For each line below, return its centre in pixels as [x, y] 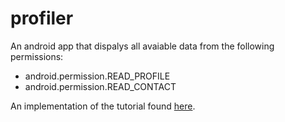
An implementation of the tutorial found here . [103, 106]
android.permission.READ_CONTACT [100, 86]
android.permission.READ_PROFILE [97, 76]
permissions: [37, 56]
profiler [42, 18]
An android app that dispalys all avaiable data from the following [142, 46]
